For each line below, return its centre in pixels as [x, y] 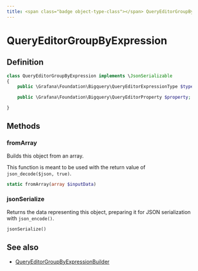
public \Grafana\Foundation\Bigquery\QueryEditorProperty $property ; [104, 98]
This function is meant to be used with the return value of [76, 167]
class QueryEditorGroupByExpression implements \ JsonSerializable [90, 76]
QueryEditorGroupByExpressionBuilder [62, 262]
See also [23, 247]
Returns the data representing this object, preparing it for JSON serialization [99, 212]
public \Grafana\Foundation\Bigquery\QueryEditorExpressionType [98, 87]
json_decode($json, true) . [39, 173]
